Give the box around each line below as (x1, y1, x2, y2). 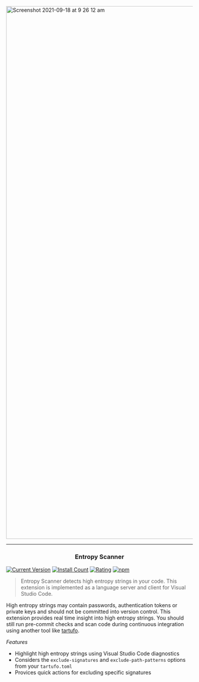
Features (6, 639, 28, 646)
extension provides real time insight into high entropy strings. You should (6, 614, 184, 621)
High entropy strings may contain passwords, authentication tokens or (6, 602, 178, 609)
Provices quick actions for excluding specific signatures (14, 669, 152, 676)
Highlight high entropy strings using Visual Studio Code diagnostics (14, 650, 179, 657)
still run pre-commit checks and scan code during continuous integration (6, 621, 184, 628)
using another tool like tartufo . (6, 627, 80, 634)
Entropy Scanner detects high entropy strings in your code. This (20, 577, 177, 585)
